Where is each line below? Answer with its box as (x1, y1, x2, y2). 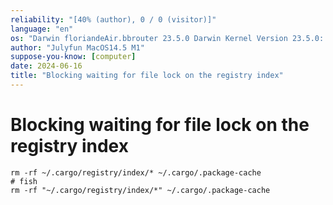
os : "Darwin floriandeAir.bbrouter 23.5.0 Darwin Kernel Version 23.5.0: (10, 33, 325, 43)
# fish (10, 176, 38, 186)
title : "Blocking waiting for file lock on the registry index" (10, 71, 284, 81)
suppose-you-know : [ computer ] (10, 52, 137, 62)
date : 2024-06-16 (10, 61, 83, 71)
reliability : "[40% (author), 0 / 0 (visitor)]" (10, 14, 217, 25)
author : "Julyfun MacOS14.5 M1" (10, 42, 145, 53)
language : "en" (10, 24, 74, 34)
